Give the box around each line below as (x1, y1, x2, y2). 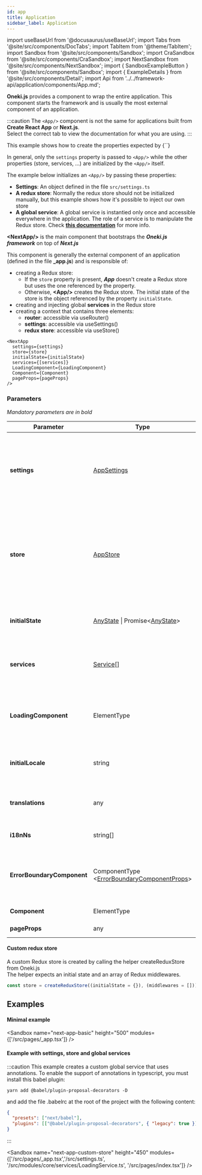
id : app (7, 8, 26, 15)
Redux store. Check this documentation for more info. (15, 222, 150, 229)
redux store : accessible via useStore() (24, 327, 119, 334)
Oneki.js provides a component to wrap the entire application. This (7, 93, 173, 100)
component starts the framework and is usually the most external (7, 99, 168, 107)
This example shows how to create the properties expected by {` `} (7, 142, 170, 149)
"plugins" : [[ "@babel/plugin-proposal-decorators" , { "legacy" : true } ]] (12, 1121, 200, 1127)
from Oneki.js (7, 964, 40, 972)
